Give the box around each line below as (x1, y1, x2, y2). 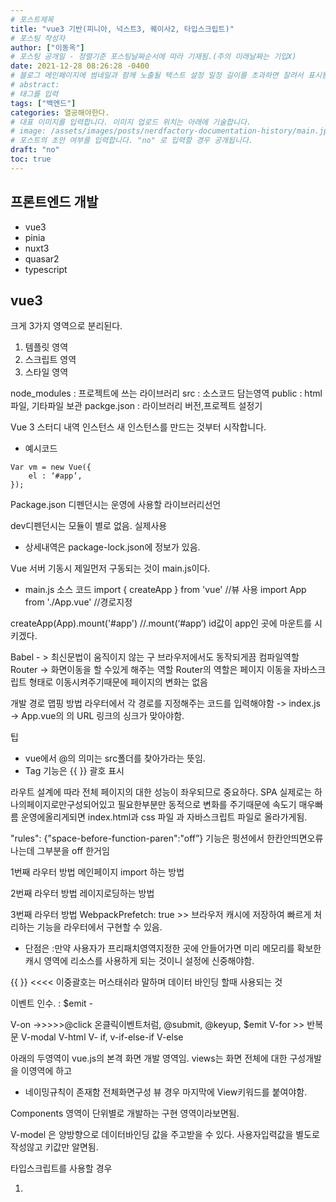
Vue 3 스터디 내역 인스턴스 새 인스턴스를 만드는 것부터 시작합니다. (10, 421, 267, 433)
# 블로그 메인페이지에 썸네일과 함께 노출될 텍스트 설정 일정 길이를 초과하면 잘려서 (10, 71, 304, 81)
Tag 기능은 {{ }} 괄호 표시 (24, 765, 125, 777)
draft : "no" (10, 145, 60, 155)
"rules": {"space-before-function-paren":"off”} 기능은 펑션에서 (10, 832, 265, 845)
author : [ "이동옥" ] (10, 42, 85, 53)
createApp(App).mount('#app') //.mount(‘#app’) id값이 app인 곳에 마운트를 (10, 617, 313, 630)
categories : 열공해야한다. (10, 107, 110, 118)
